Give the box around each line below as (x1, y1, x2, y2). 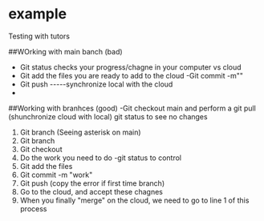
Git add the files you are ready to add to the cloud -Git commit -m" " (19, 70, 243, 80)
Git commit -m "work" (19, 170, 93, 179)
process (19, 203, 47, 213)
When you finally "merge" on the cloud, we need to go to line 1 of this (19, 195, 250, 205)
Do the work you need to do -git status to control (19, 153, 182, 163)
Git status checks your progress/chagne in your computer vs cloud (19, 62, 242, 72)
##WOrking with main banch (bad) (8, 46, 123, 56)
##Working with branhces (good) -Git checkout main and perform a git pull (8, 103, 257, 113)
